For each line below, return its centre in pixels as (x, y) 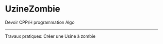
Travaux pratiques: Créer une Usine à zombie (50, 36)
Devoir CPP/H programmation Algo (40, 22)
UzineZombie (33, 9)
